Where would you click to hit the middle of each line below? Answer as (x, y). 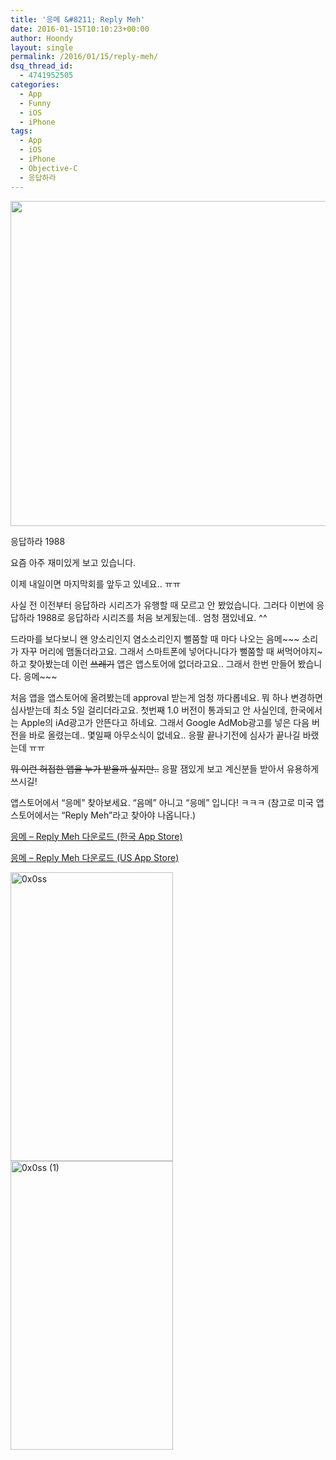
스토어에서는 (35, 815)
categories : (35, 85)
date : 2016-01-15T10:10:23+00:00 (80, 29)
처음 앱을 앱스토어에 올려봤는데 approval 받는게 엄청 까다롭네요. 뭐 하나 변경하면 (166, 697)
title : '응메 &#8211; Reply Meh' (78, 19)
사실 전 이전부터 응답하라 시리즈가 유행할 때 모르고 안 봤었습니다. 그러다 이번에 (162, 605)
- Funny (35, 103)
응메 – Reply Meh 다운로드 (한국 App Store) (96, 836)
